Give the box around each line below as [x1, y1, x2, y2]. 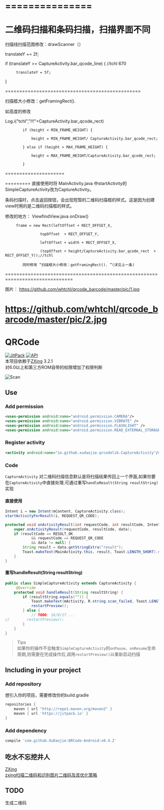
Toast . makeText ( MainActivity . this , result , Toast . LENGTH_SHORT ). [22, 549, 159, 554]
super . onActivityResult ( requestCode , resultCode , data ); [14, 526, 132, 532]
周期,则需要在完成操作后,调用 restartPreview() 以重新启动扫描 [17, 651, 141, 657]
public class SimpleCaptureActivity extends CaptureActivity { [5, 581, 137, 586]
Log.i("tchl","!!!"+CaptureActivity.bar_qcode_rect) [5, 118, 104, 124]
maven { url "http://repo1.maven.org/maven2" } [14, 707, 112, 711]
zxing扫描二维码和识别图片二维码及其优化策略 [5, 772, 98, 778]
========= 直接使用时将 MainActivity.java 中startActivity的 [5, 181, 127, 186]
